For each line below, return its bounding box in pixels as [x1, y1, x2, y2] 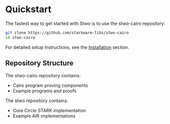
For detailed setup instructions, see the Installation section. [5, 44, 130, 50]
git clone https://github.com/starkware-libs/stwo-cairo [5, 30, 129, 35]
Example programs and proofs [12, 87, 77, 94]
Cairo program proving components [12, 82, 88, 88]
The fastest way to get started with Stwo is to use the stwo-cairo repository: [5, 20, 165, 26]
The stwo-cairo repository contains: [5, 72, 81, 78]
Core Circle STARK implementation [12, 107, 86, 113]
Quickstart [5, 4, 52, 15]
